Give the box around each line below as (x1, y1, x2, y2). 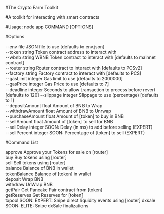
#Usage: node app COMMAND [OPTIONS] (5, 24, 93, 30)
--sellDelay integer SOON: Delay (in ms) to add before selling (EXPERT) (5, 124, 153, 130)
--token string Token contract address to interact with (5, 49, 117, 55)
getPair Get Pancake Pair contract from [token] (5, 187, 103, 193)
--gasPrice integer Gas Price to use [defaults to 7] (5, 81, 109, 87)
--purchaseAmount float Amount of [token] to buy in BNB (5, 113, 124, 119)
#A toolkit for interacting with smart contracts (5, 14, 100, 20)
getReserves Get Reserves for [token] (5, 192, 84, 198)
